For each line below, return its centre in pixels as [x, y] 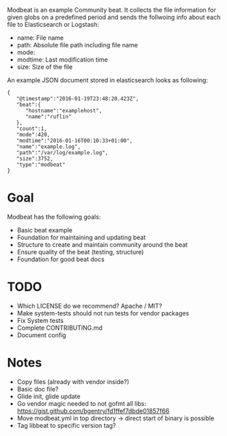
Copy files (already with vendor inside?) [73, 381]
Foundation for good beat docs [61, 259]
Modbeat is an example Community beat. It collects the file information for [112, 10]
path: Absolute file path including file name [77, 45]
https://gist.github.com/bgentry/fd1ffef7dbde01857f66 [93, 411]
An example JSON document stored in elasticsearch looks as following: [108, 80]
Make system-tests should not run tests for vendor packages [103, 313]
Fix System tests [40, 320]
